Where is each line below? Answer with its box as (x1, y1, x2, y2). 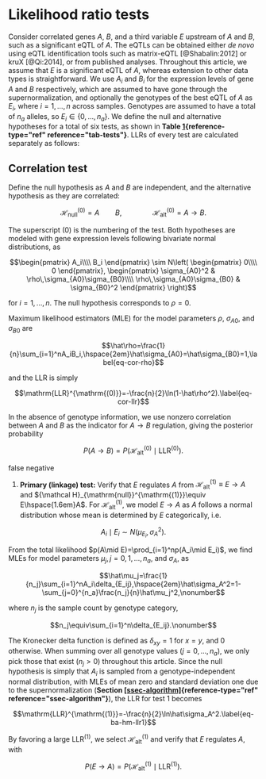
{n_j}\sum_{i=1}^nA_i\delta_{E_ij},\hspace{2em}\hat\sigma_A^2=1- (25, 579, 241, 589)
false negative (8, 462, 55, 473)
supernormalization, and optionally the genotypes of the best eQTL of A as (8, 93, 253, 102)
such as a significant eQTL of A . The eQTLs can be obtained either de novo (8, 40, 255, 49)
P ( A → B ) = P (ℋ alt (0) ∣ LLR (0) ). (83, 444, 184, 457)
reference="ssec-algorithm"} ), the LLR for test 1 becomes (8, 694, 202, 704)
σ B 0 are (8, 324, 33, 335)
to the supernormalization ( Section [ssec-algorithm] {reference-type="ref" (8, 685, 259, 695)
